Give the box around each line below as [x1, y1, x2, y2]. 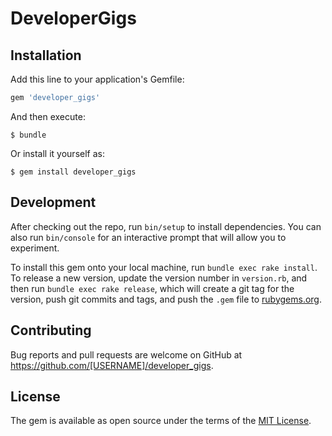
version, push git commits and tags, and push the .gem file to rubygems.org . [10, 293, 323, 305]
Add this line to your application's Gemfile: [10, 73, 185, 85]
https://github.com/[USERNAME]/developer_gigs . [10, 359, 214, 371]
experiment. [10, 242, 60, 254]
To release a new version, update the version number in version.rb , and [10, 272, 308, 284]
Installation [10, 47, 82, 64]
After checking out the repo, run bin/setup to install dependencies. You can [10, 220, 322, 232]
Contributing [10, 322, 92, 339]
